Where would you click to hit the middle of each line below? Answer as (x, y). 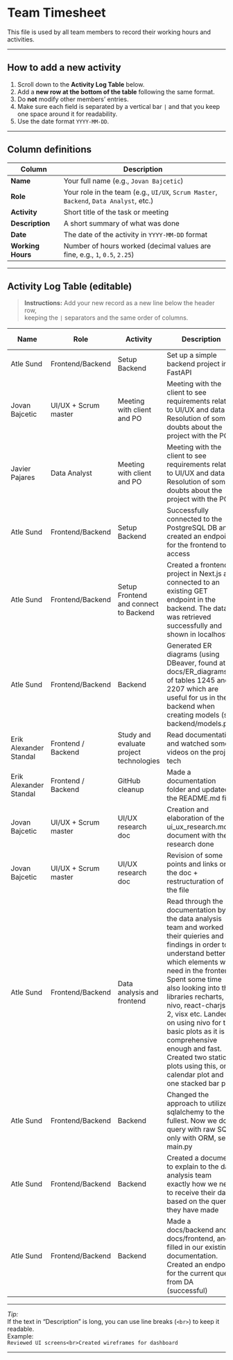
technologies (139, 761)
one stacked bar (193, 1083)
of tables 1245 (191, 680)
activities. (21, 39)
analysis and (138, 992)
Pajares (23, 478)
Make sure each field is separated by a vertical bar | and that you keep (119, 106)
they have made (192, 1210)
